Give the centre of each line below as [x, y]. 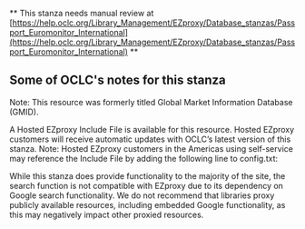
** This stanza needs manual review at [82, 13]
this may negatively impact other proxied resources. [107, 214]
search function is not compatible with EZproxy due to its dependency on [147, 185]
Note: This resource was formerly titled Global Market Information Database [151, 102]
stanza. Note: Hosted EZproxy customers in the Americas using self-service [151, 148]
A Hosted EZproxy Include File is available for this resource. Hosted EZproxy [152, 129]
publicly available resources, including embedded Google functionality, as [148, 204]
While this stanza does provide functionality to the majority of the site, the [148, 175]
